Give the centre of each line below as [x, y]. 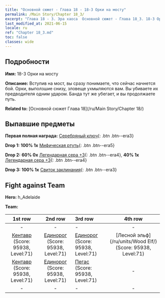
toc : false [16, 37]
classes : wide [20, 42]
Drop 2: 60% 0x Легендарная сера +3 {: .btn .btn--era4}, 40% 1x [72, 155]
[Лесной [126, 235]
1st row [22, 219]
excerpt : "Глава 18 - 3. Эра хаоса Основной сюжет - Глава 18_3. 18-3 [80, 19]
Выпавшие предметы [40, 124]
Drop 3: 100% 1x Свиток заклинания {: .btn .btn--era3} [61, 170]
